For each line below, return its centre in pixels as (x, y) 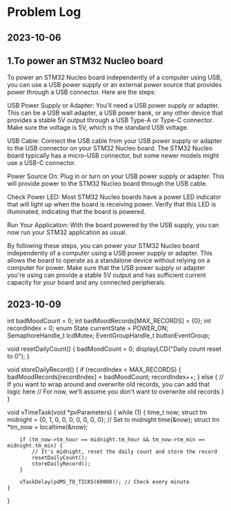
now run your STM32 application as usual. (67, 233)
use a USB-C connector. (42, 163)
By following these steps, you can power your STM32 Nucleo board (103, 246)
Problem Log (44, 12)
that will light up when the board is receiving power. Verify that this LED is (112, 204)
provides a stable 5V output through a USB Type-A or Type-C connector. (110, 120)
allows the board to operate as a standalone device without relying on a (109, 260)
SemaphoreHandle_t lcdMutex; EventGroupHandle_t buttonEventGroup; (109, 336)
